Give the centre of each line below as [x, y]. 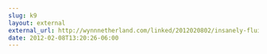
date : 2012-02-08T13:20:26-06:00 [64, 38]
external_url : [32, 30]
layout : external [37, 23]
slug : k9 [23, 15]
